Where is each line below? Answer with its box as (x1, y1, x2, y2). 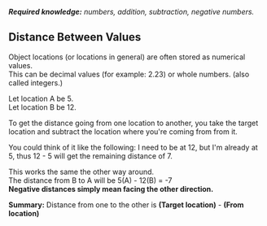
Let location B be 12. (8, 102, 77, 112)
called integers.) (8, 77, 63, 88)
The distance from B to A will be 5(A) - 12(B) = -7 (8, 175, 173, 185)
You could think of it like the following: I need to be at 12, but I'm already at (8, 142, 258, 152)
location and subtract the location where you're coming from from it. (8, 126, 238, 137)
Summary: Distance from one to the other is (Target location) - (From (8, 199, 244, 210)
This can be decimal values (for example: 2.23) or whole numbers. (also (8, 69, 250, 79)
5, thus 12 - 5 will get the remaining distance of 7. (8, 150, 173, 161)
